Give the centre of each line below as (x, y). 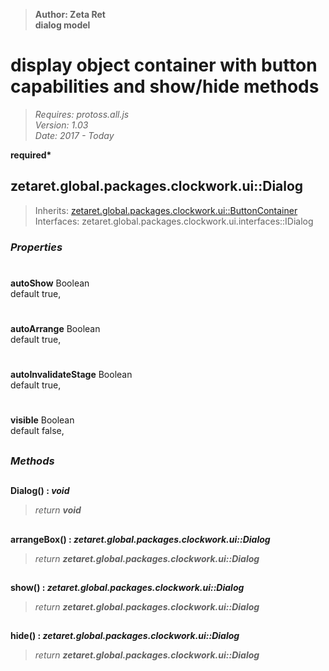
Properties (36, 247)
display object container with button (164, 65)
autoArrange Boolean (55, 329)
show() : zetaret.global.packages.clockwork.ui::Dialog (127, 587)
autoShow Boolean (50, 283)
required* (31, 155)
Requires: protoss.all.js (82, 114)
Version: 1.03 (61, 125)
